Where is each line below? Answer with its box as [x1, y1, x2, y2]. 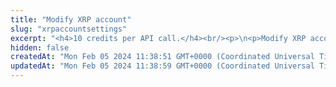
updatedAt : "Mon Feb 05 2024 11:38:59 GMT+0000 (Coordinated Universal [10, 61, 315, 71]
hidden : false [10, 42, 70, 53]
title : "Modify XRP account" [10, 14, 132, 25]
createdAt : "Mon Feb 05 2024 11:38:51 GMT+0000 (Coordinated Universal [10, 52, 315, 62]
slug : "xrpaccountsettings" [10, 24, 128, 34]
